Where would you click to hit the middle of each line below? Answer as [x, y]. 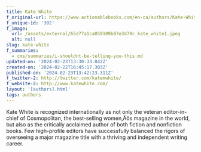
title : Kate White [29, 12]
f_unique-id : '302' [31, 23]
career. [15, 143]
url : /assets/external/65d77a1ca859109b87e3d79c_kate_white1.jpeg [96, 34]
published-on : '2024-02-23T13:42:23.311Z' [60, 73]
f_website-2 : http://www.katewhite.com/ [57, 84]
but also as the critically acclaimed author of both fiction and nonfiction [94, 124]
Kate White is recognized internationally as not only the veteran [84, 111]
